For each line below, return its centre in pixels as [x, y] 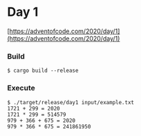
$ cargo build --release [43, 71]
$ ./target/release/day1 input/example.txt [71, 102]
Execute [21, 88]
